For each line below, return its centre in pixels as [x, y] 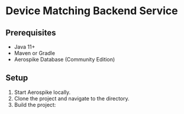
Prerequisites [31, 33]
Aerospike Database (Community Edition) [64, 59]
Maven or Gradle [35, 53]
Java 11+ [25, 47]
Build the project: [35, 105]
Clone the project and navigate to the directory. [72, 98]
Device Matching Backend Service [92, 11]
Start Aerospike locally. [42, 92]
